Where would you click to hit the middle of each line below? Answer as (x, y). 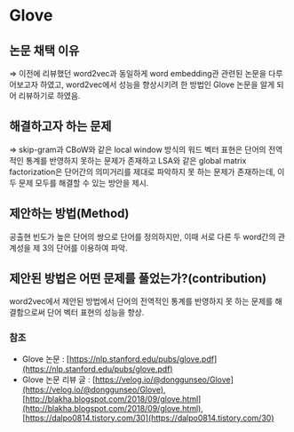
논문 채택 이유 (44, 50)
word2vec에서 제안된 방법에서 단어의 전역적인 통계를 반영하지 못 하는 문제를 (141, 301)
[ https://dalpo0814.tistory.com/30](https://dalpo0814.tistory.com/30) (148, 418)
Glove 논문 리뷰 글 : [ (59, 380)
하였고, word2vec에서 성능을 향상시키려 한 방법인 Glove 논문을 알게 (157, 84)
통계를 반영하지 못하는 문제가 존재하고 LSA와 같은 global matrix (136, 160)
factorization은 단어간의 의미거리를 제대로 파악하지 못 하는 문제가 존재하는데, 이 (147, 172)
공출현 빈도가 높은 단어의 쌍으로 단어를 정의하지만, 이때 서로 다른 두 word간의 (143, 236)
